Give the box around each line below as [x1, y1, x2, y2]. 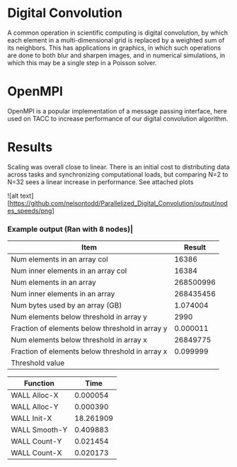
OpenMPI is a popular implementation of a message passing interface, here [7, 106, 228, 115]
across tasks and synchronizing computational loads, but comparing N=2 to [7, 170, 229, 179]
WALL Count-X [11, 448, 62, 458]
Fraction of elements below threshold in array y [11, 324, 168, 334]
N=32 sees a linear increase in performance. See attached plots [7, 177, 194, 186]
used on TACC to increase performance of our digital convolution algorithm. [7, 114, 229, 123]
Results [7, 140, 53, 155]
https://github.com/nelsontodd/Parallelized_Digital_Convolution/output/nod [9, 198, 228, 207]
